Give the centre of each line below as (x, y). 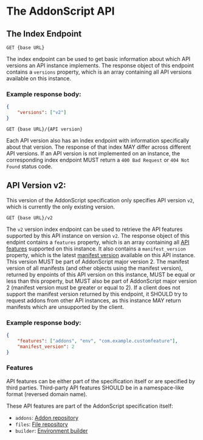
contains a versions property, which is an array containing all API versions (99, 72)
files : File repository (41, 424)
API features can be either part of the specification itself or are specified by (101, 381)
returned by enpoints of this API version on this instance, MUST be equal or (101, 274)
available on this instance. (39, 78)
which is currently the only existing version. (61, 207)
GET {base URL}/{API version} (45, 129)
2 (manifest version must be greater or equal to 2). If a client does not (93, 287)
